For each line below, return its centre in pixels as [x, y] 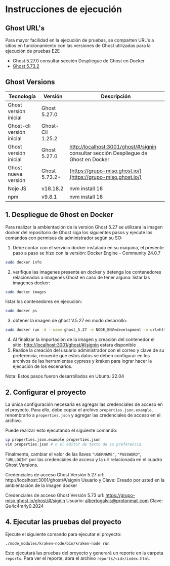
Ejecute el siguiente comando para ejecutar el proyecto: [63, 534]
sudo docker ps [21, 311]
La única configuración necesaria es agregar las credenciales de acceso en [84, 404]
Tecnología [22, 96]
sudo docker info [24, 262]
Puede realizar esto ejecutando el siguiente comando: [61, 430]
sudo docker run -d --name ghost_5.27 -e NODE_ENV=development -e [77, 330]
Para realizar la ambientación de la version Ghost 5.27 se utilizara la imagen [84, 227]
